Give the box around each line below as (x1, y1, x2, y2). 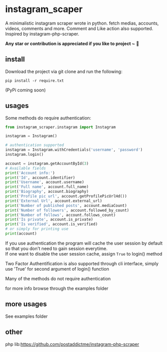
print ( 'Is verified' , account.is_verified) (5, 222, 98, 227)
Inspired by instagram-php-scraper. (5, 31, 79, 37)
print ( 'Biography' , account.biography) (5, 189, 89, 194)
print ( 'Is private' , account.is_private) (5, 217, 94, 222)
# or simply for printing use (5, 226, 69, 231)
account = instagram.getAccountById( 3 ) (5, 161, 89, 166)
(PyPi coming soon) (5, 87, 46, 93)
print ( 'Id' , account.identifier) (5, 175, 75, 180)
